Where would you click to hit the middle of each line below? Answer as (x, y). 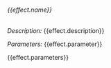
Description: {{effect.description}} (56, 31)
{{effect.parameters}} (38, 58)
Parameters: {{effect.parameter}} (55, 44)
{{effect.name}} (30, 10)
